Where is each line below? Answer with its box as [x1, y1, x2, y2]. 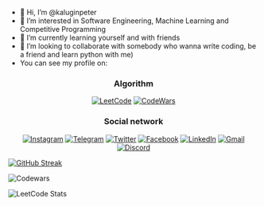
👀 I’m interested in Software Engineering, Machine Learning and [19, 16, 229, 25]
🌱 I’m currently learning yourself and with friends [19, 33, 181, 42]
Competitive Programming [19, 25, 106, 33]
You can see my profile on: [19, 58, 108, 68]
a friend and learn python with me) [19, 50, 134, 59]
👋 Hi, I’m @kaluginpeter [19, 8, 97, 17]
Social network [103, 116, 164, 127]
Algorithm [114, 78, 153, 89]
